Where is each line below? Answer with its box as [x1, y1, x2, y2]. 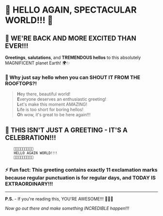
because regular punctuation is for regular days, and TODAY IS [5, 175, 156, 181]
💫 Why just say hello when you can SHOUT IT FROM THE [5, 74, 141, 81]
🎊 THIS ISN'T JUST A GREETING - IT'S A [5, 126, 128, 134]
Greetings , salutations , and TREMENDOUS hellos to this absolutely [5, 54, 141, 60]
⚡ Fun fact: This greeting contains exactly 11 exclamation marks [5, 166, 158, 173]
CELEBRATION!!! [5, 133, 56, 142]
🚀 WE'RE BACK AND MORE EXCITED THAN [5, 34, 137, 42]
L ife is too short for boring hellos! [16, 107, 83, 112]
